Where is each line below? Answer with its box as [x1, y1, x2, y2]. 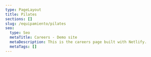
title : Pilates [5, 12, 37, 17]
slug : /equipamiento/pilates [5, 21, 66, 26]
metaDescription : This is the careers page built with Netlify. [10, 40, 147, 45]
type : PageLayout [5, 7, 42, 12]
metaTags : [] [10, 44, 37, 49]
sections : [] [5, 16, 33, 21]
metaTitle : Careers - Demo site [10, 35, 78, 40]
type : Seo [10, 30, 30, 35]
